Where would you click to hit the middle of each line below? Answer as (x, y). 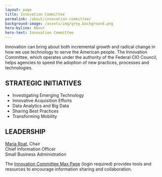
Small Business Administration (36, 154)
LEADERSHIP (25, 132)
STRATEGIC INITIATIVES (43, 83)
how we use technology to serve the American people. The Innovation (76, 52)
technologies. (19, 68)
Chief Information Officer (30, 149)
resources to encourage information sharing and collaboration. (69, 169)
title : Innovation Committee (35, 14)
